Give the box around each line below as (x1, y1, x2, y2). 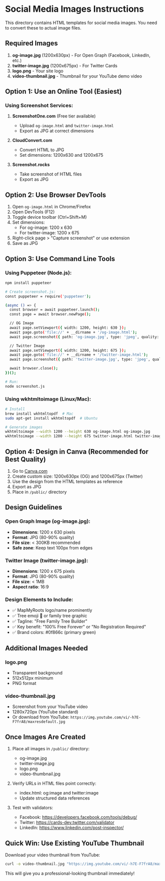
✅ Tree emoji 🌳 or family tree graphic (12, 613, 87, 619)
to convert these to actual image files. (5, 25, 82, 30)
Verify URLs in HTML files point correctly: (12, 780, 97, 787)
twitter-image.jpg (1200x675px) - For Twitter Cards (12, 62, 118, 68)
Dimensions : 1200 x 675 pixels (12, 568, 75, 574)
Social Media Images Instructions (5, 3, 144, 15)
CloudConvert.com (12, 138, 53, 143)
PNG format (12, 681, 37, 686)
